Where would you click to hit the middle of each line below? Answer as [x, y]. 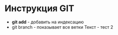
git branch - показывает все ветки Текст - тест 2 [62, 27]
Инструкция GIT [40, 9]
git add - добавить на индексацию [48, 22]
